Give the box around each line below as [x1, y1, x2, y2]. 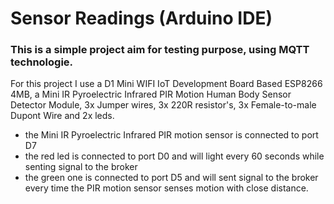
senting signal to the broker [24, 161, 138, 173]
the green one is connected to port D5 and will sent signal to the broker [24, 172, 319, 184]
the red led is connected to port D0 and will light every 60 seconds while [24, 150, 325, 162]
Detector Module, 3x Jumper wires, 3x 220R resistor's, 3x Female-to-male [10, 99, 317, 111]
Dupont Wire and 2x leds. [10, 110, 115, 122]
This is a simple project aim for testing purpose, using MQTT [10, 43, 310, 57]
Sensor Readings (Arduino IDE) [10, 7, 273, 30]
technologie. [10, 55, 74, 69]
